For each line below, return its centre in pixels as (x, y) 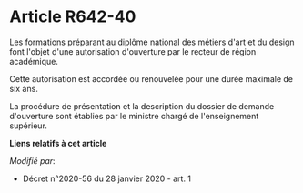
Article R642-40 (73, 17)
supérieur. (29, 126)
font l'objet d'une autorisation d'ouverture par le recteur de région (133, 51)
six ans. (24, 88)
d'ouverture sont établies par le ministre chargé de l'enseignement (134, 116)
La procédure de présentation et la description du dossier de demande (142, 106)
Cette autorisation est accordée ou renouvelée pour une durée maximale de (151, 78)
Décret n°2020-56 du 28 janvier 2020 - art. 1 (107, 178)
